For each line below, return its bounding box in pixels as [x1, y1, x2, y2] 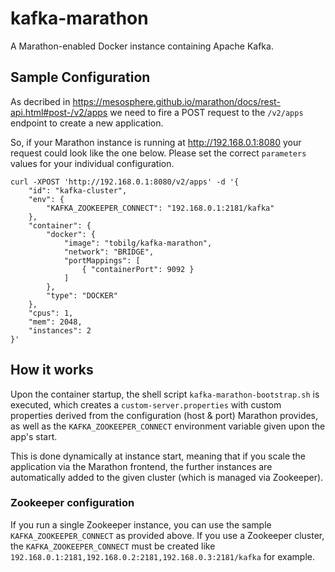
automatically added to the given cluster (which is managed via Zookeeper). [10, 471, 324, 483]
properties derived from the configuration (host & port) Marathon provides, [10, 409, 319, 421]
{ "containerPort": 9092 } [81, 264, 195, 274]
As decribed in [10, 95, 71, 107]
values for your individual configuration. [10, 157, 175, 169]
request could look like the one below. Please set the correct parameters [10, 147, 307, 159]
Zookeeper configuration [10, 496, 135, 510]
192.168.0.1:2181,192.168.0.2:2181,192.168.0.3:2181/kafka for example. [10, 550, 315, 562]
